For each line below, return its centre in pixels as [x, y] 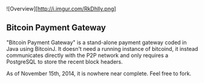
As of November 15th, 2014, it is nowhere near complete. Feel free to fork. [99, 73]
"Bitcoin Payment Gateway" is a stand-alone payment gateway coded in [97, 42]
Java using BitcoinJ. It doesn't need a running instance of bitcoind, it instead [102, 48]
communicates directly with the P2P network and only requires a [87, 55]
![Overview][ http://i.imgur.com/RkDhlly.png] [61, 9]
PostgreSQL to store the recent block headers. [65, 61]
